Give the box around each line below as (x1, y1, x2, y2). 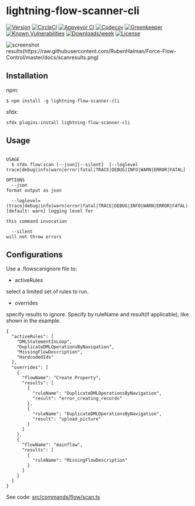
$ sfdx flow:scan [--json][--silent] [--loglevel (11, 161, 138, 167)
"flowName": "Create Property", (21, 375, 101, 381)
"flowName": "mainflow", (21, 442, 83, 448)
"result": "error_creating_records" (32, 396, 123, 402)
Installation (6, 71, 48, 81)
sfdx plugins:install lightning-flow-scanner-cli (6, 120, 131, 125)
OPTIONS (6, 177, 25, 183)
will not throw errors (6, 234, 62, 240)
